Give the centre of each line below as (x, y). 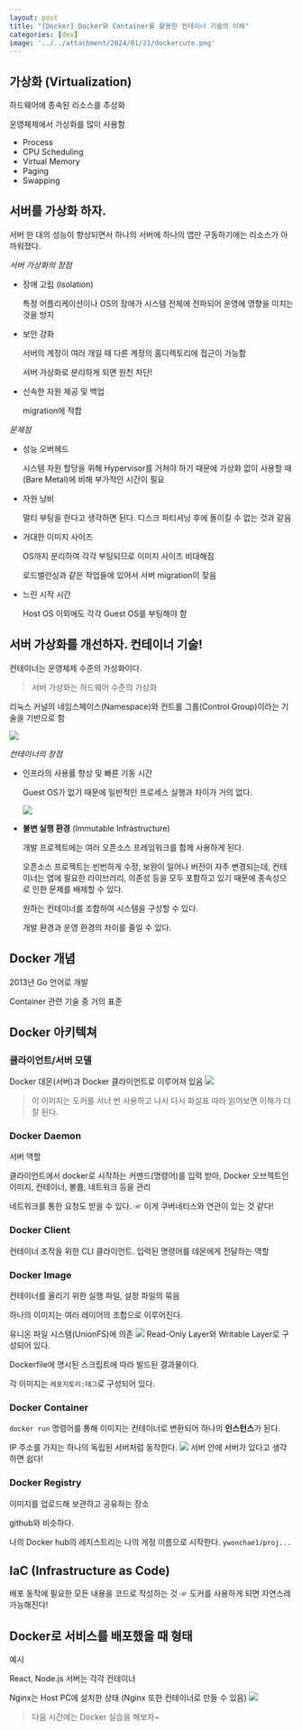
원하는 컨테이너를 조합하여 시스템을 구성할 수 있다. (110, 908)
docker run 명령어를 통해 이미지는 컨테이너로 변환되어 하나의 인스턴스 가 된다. (145, 1428)
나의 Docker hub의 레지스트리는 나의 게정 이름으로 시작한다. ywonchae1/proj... (151, 1542)
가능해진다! (29, 1605)
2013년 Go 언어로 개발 (49, 982)
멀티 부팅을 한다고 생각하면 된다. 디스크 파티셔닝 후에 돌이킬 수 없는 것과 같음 (157, 517)
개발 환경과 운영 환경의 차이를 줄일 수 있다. (97, 927)
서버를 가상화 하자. (58, 212)
